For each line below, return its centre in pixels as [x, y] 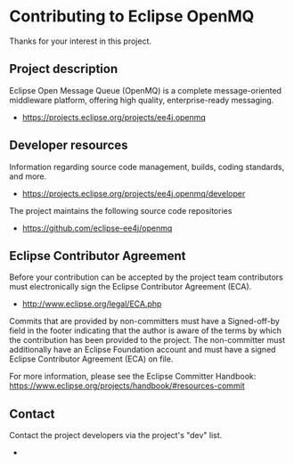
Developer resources [69, 146]
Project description [64, 69]
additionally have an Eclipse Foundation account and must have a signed [143, 350]
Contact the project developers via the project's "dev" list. [116, 436]
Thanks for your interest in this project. [81, 41]
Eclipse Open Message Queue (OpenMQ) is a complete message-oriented [146, 90]
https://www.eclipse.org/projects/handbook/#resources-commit [127, 386]
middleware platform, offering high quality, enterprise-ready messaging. [142, 100]
